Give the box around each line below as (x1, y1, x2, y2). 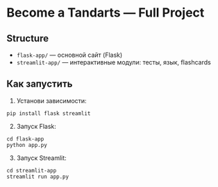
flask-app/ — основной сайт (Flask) (16, 51, 123, 59)
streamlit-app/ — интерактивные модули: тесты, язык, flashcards (16, 58, 211, 66)
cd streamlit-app (6, 167, 57, 174)
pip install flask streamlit (6, 109, 91, 117)
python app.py (6, 141, 48, 148)
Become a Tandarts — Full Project (6, 5, 205, 21)
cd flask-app (6, 135, 44, 143)
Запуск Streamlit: (16, 154, 67, 162)
